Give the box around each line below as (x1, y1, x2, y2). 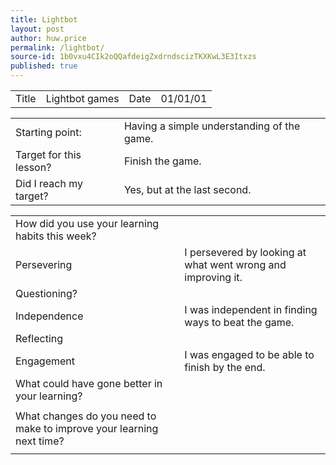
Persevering (15, 258, 73, 271)
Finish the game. (123, 154, 202, 168)
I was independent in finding (184, 303, 318, 316)
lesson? (15, 161, 52, 174)
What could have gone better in (15, 377, 163, 390)
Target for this (15, 148, 82, 161)
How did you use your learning (15, 217, 160, 230)
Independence (15, 309, 84, 323)
